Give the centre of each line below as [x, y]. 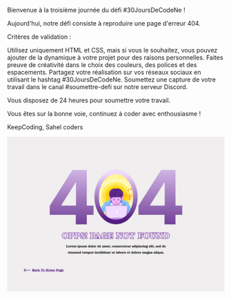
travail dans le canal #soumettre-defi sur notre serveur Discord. [98, 87]
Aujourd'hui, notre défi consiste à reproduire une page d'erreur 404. [104, 23]
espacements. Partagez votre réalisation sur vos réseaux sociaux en [104, 72]
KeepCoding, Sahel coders [45, 127]
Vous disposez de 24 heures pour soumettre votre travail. [89, 100]
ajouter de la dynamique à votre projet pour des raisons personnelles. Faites [115, 57]
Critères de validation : [39, 37]
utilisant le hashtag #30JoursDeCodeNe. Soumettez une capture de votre [111, 80]
